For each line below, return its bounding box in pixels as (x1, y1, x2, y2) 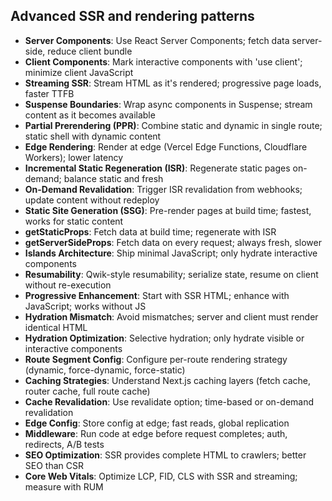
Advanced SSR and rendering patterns (10, 8, 255, 25)
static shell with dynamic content (24, 130, 162, 142)
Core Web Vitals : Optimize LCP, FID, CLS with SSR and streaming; (24, 470, 298, 482)
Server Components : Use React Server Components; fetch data (24, 34, 290, 46)
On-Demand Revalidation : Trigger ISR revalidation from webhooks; (24, 183, 303, 195)
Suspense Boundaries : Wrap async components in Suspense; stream (24, 98, 313, 110)
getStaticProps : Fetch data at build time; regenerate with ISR (24, 225, 277, 238)
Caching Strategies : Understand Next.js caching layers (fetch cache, (24, 374, 312, 386)
